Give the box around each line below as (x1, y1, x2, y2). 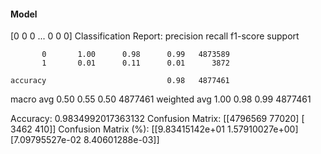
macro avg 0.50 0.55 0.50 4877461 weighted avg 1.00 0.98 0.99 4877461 (10, 93, 312, 105)
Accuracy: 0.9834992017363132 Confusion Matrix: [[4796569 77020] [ (10, 113, 305, 125)
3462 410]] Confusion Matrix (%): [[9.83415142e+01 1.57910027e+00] (10, 123, 299, 135)
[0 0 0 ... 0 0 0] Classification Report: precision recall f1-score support (10, 30, 300, 42)
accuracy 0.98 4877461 (10, 76, 230, 86)
